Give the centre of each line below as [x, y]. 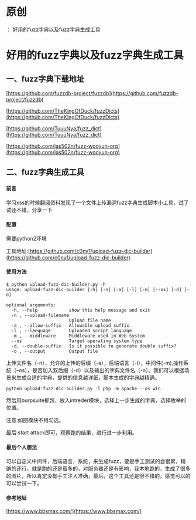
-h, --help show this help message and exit [81, 310]
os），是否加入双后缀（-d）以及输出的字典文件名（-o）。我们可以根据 [101, 370]
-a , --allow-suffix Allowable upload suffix [71, 325]
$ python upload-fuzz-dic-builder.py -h [56, 284]
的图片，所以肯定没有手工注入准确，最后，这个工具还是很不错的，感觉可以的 [98, 476]
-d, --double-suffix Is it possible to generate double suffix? [94, 346]
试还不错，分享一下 [29, 210]
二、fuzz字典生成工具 [45, 172]
